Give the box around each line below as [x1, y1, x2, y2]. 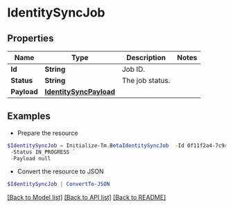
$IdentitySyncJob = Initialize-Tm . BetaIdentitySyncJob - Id [7, 142, 185, 149]
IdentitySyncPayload [44, 87, 116, 96]
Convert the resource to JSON [17, 167, 104, 176]
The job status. [121, 76, 171, 85]
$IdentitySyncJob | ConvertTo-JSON [7, 181, 110, 188]
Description [126, 53, 166, 62]
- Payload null [10, 155, 51, 162]
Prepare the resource [17, 129, 78, 137]
